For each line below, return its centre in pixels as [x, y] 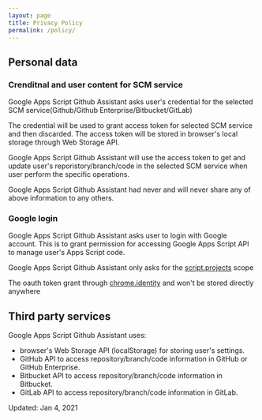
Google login [33, 218]
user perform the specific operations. [69, 174]
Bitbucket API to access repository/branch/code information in [121, 376]
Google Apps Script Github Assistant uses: [77, 336]
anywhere [24, 291]
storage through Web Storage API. [64, 142]
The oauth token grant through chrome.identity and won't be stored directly [131, 283]
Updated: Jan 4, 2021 [43, 408]
